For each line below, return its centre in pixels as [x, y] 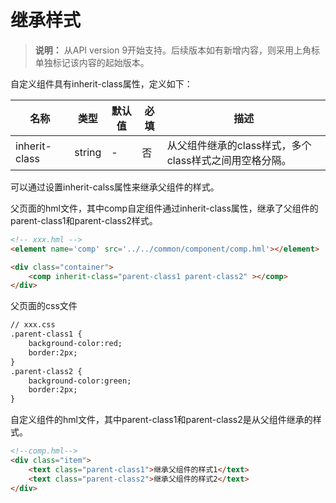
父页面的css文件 [44, 306]
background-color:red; [75, 344]
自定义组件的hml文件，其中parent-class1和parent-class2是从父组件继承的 [161, 420]
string [88, 152]
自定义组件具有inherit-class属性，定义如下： [101, 83]
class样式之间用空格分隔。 [229, 160]
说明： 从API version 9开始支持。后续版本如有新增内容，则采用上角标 [177, 50]
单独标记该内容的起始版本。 [92, 62]
